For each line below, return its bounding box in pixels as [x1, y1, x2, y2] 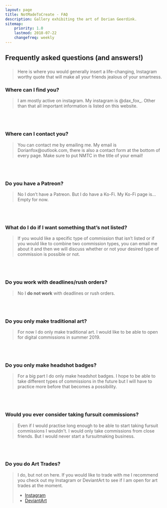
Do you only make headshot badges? [5, 362, 97, 369]
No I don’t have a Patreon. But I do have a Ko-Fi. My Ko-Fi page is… [17, 191, 156, 197]
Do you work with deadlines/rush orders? [5, 279, 108, 286]
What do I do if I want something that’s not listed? [5, 224, 128, 231]
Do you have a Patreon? [5, 180, 64, 187]
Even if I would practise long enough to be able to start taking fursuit [17, 423, 159, 429]
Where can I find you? [5, 86, 59, 93]
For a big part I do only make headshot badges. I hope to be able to [17, 373, 156, 379]
